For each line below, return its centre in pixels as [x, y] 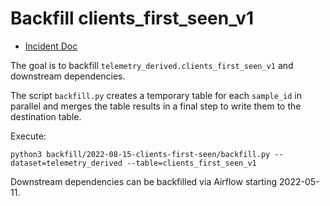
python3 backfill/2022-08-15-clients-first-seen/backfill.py [140, 154]
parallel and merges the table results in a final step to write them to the [156, 106]
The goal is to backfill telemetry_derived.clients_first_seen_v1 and [152, 65]
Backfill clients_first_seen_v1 [132, 18]
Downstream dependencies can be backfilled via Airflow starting [144, 181]
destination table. [46, 116]
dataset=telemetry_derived [66, 163]
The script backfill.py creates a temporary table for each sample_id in [156, 95]
